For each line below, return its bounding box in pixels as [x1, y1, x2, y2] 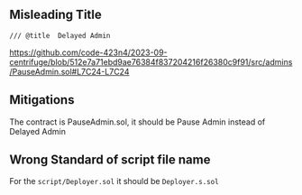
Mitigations [9, 92, 75, 107]
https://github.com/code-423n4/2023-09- [9, 47, 169, 58]
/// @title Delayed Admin [9, 31, 111, 40]
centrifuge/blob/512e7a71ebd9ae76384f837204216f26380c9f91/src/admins [9, 56, 293, 67]
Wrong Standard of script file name [9, 153, 211, 168]
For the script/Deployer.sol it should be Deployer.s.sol [9, 176, 219, 187]
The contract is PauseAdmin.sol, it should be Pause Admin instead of [9, 116, 266, 127]
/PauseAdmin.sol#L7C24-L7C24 [9, 66, 130, 77]
